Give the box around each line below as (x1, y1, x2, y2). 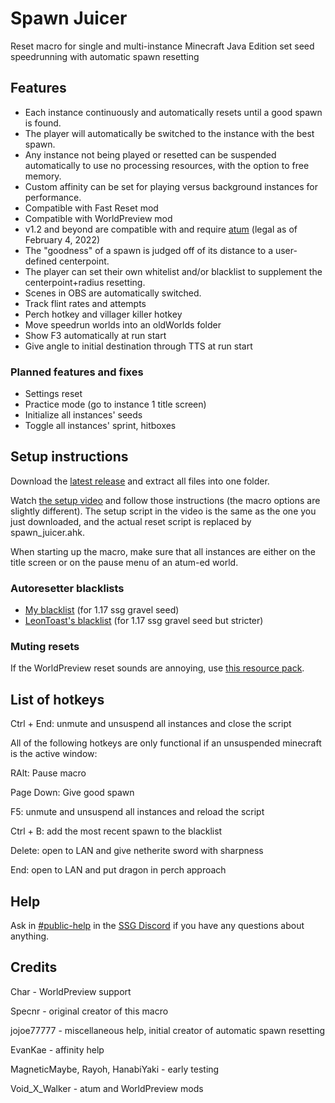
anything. (10, 930, 50, 942)
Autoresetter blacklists (10, 581, 125, 595)
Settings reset (24, 388, 83, 400)
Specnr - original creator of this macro (10, 1005, 169, 1017)
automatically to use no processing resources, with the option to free (24, 159, 310, 171)
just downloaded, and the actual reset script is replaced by (10, 515, 252, 527)
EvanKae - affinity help (10, 1043, 105, 1056)
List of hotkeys (10, 691, 105, 708)
